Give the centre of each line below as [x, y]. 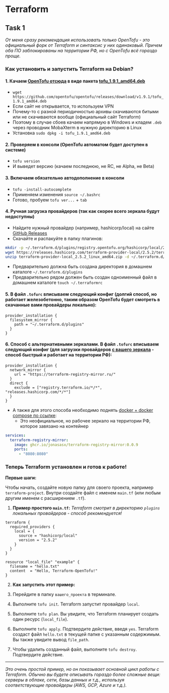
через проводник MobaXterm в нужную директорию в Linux [77, 128]
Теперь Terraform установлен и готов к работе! [66, 467]
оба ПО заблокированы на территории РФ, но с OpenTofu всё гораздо [81, 51]
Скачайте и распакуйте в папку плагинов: [58, 238]
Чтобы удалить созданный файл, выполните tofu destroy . [74, 649]
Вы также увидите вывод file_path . [51, 640]
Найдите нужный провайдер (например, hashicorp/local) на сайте [83, 228]
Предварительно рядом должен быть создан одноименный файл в [84, 277]
